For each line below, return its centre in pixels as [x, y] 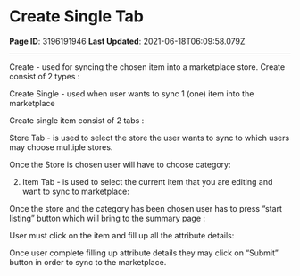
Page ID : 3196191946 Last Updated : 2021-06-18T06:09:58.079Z [127, 41]
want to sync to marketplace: [75, 191]
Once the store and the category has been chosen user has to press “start [146, 208]
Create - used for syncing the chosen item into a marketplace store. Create [147, 67]
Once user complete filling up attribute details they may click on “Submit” [144, 253]
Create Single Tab [77, 17]
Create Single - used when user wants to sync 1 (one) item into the [132, 93]
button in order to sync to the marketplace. [88, 262]
